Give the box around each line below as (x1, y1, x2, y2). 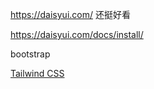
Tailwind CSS (10, 68, 65, 79)
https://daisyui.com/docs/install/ (10, 29, 144, 40)
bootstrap (10, 48, 51, 60)
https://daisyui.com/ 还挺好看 (10, 9, 131, 20)
